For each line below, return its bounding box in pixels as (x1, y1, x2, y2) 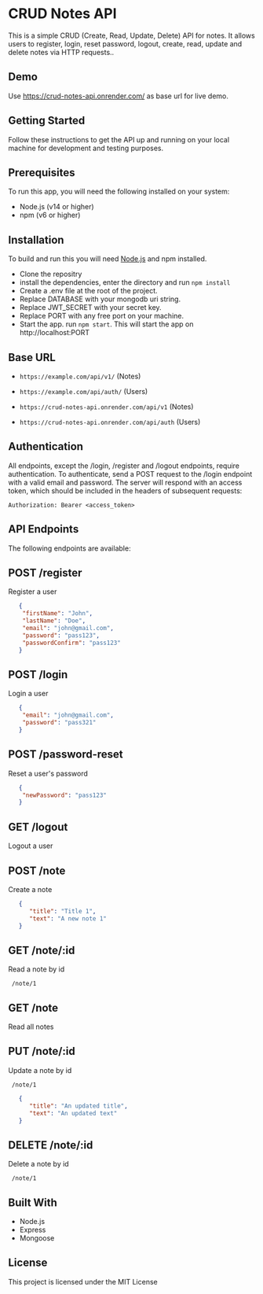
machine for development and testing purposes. (8, 143, 164, 153)
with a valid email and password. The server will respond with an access (8, 477, 243, 487)
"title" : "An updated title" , (28, 1102, 128, 1110)
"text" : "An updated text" (28, 1109, 118, 1117)
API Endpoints (8, 522, 79, 536)
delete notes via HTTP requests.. (8, 47, 115, 57)
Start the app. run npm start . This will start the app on (19, 319, 194, 329)
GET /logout (8, 820, 68, 834)
